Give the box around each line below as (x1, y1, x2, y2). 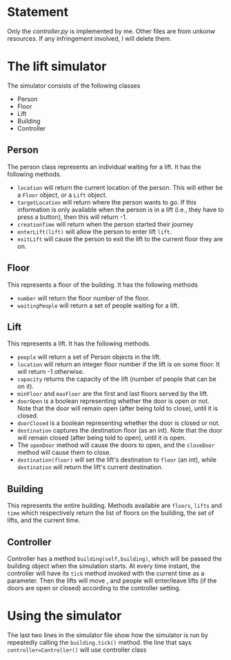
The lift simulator (7, 59, 107, 75)
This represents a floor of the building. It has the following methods (7, 281, 199, 289)
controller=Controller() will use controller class (7, 645, 147, 654)
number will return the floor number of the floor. (17, 294, 150, 302)
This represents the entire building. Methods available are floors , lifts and (7, 502, 222, 510)
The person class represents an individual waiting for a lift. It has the (7, 162, 201, 171)
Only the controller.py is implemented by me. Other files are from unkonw (7, 27, 216, 35)
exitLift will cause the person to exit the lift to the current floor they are (17, 234, 223, 243)
